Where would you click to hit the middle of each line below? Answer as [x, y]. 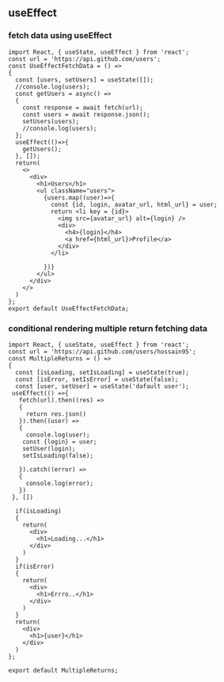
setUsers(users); [51, 121]
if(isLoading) [38, 511]
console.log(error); [59, 483]
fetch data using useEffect [60, 36]
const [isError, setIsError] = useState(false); [97, 379]
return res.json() [56, 414]
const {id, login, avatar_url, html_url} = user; [134, 204]
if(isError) [35, 566]
